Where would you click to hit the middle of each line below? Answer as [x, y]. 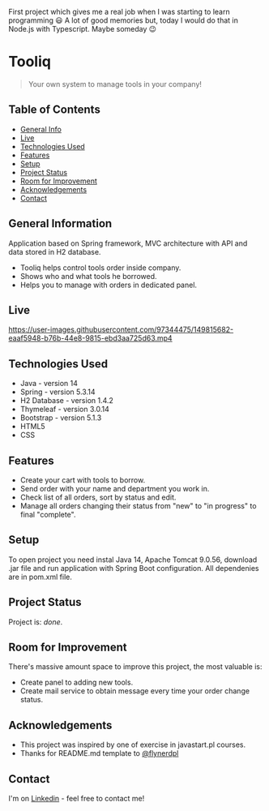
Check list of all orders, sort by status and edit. [98, 497]
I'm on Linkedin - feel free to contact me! [77, 799]
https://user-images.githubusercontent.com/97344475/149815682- [121, 330]
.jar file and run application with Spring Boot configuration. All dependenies [134, 568]
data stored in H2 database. [55, 251]
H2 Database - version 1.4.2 [66, 401]
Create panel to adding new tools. [77, 682]
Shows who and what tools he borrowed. [88, 276]
